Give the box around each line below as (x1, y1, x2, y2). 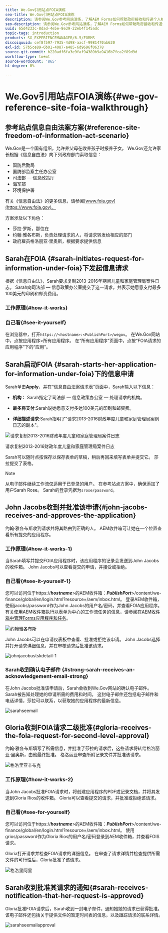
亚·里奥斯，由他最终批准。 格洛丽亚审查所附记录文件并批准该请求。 (5, 752, 143, 758)
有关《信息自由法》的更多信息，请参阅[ (5, 198, 86, 204)
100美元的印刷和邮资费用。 (5, 290, 61, 296)
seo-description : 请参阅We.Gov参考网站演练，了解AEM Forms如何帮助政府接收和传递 (5, 21, 162, 27)
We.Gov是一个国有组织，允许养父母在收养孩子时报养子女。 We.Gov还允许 (5, 145, 157, 151)
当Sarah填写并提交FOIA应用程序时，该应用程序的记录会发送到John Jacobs (5, 558, 159, 564)
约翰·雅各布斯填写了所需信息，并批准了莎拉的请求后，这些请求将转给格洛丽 (5, 745, 160, 751)
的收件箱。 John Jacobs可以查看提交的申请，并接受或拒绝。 (5, 564, 130, 570)
